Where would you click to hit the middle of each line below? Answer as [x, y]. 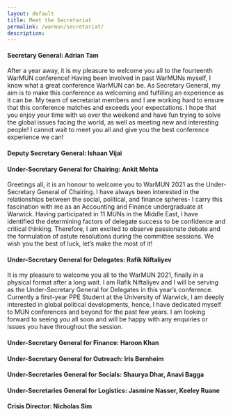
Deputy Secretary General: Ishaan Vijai [65, 153]
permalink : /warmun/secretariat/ [56, 26]
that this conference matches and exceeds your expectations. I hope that [112, 108]
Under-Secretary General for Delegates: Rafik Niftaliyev [89, 259]
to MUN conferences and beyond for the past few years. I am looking [106, 312]
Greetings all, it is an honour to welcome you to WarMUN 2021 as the [106, 184]
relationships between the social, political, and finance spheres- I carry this [115, 200]
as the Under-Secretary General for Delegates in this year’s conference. [110, 290]
